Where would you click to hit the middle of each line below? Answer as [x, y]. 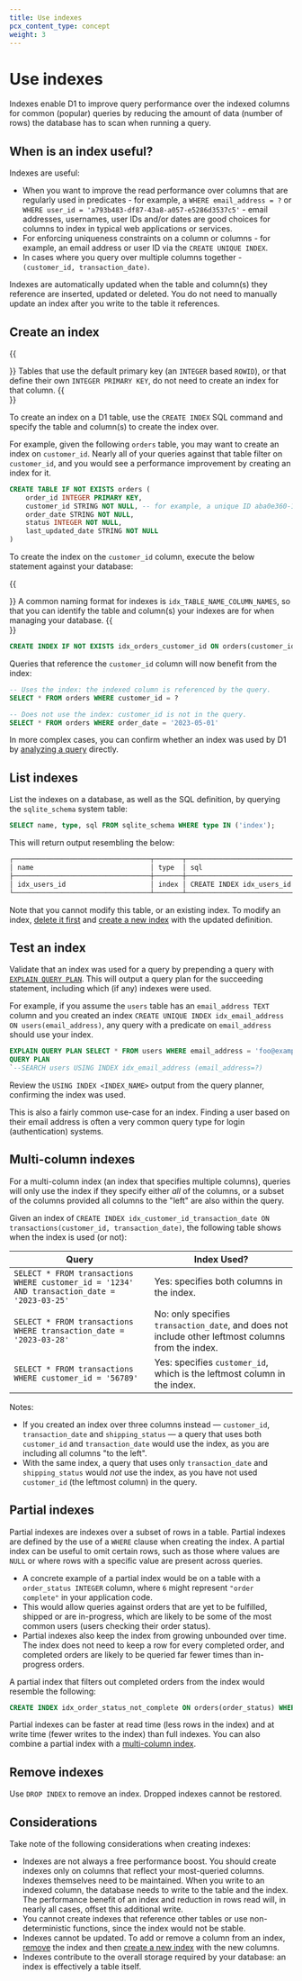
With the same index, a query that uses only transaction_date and [145, 1462]
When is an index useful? [81, 151]
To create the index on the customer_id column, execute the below [132, 557]
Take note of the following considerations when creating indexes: [130, 1844]
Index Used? [221, 1259]
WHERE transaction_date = [69, 1330]
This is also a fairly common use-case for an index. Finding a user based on [150, 1112]
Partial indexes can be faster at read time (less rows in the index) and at [142, 1724]
